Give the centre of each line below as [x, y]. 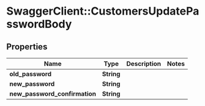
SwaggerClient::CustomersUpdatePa [103, 11]
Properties [27, 47]
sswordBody [39, 24]
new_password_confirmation [53, 94]
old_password [31, 74]
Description [144, 64]
